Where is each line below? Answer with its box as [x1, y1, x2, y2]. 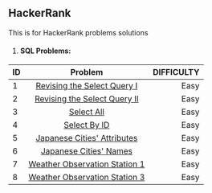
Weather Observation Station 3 [28, 172, 145, 183]
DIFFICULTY [152, 67, 200, 78]
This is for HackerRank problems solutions [8, 27, 149, 37]
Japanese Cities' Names [40, 146, 132, 157]
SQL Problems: [19, 46, 71, 55]
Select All [68, 106, 104, 117]
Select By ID [63, 120, 110, 131]
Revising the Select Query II [35, 93, 139, 105]
